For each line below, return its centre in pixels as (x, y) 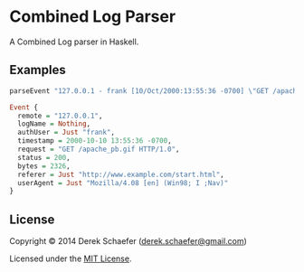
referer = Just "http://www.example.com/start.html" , (121, 174)
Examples (38, 70)
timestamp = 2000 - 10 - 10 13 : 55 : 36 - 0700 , (95, 141)
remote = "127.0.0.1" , (60, 116)
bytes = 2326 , (44, 166)
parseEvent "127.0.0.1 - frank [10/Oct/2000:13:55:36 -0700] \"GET (139, 91)
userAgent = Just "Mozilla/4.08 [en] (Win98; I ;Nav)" (123, 183)
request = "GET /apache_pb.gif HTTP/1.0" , (99, 149)
